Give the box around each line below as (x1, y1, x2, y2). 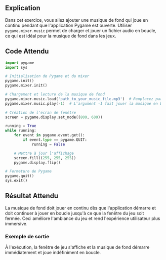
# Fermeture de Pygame (5, 169, 52, 174)
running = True (5, 124, 37, 129)
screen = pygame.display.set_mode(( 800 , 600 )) (5, 115, 103, 120)
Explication (5, 4, 41, 12)
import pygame (5, 60, 35, 65)
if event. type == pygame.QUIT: (23, 137, 87, 142)
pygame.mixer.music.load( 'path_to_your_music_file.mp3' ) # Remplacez (5, 96, 154, 101)
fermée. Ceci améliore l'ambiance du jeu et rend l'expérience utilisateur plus (5, 215, 161, 221)
